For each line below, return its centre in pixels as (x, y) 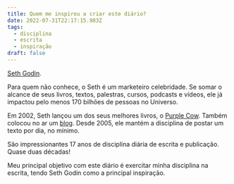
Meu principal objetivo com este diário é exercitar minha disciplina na (108, 165)
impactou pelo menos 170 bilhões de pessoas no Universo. (93, 102)
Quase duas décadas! (39, 152)
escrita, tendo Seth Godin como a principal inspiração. (86, 173)
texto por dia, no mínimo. (43, 130)
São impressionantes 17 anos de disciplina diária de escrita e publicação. (113, 144)
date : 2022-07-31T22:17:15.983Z (55, 20)
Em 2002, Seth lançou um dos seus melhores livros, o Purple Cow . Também (117, 115)
